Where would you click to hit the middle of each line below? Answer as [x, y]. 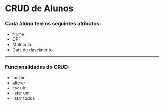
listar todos [23, 98]
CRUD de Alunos [39, 9]
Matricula [22, 45]
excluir [19, 87]
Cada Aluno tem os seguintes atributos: [53, 24]
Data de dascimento [32, 50]
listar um [21, 93]
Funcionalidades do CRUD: [37, 67]
